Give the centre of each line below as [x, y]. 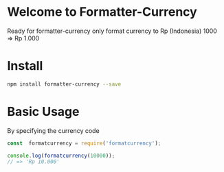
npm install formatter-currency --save [64, 84]
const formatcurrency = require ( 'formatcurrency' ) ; [84, 143]
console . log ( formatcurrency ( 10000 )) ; [61, 156]
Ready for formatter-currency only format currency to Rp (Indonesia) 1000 [112, 31]
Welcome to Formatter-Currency [102, 12]
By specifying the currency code [53, 130]
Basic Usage [43, 111]
